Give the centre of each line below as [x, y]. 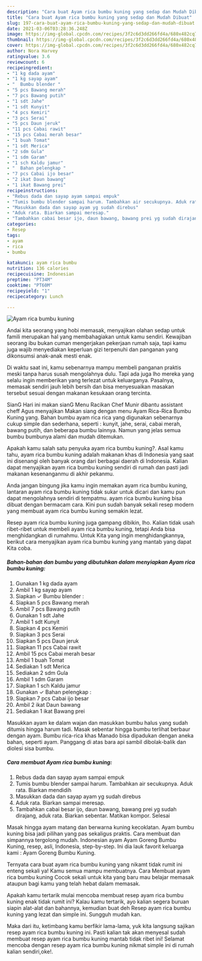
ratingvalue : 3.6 [28, 56]
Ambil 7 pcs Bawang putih [48, 609]
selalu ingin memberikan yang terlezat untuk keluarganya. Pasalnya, [91, 380]
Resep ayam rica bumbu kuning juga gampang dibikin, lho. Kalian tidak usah [101, 523]
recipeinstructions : [33, 191]
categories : [22, 224]
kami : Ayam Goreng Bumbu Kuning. [51, 853]
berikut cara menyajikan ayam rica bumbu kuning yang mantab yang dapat [99, 542]
